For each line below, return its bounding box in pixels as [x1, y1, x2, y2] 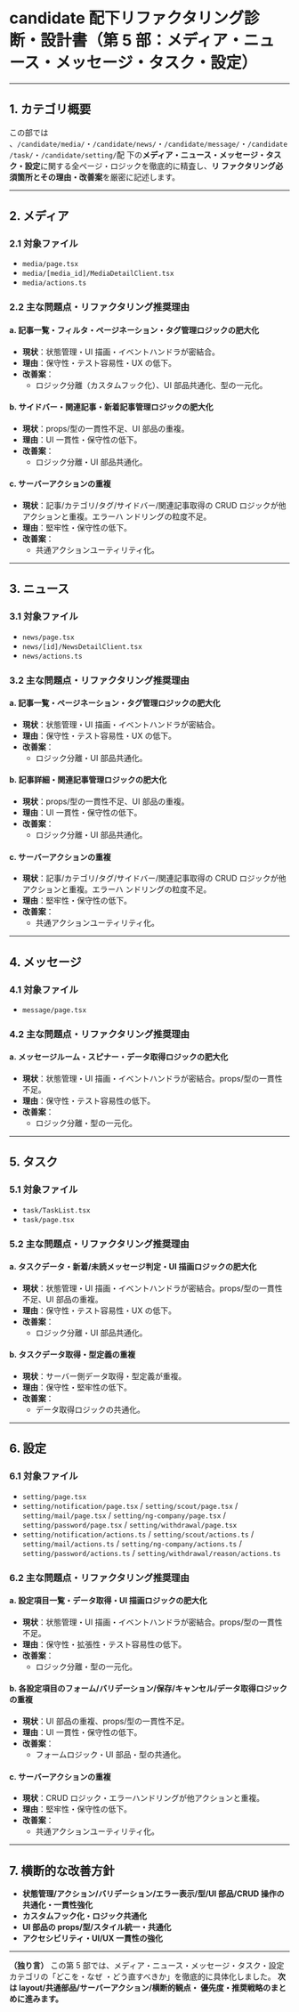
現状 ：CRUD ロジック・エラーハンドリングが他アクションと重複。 [21, 1793, 265, 1804]
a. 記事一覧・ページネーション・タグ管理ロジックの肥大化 [9, 698, 221, 709]
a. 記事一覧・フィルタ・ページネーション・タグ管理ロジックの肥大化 [9, 324, 260, 335]
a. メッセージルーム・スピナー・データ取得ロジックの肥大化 [9, 1051, 229, 1062]
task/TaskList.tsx [21, 1205, 91, 1215]
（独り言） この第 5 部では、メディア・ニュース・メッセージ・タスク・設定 [9, 1960, 285, 1971]
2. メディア [9, 208, 69, 223]
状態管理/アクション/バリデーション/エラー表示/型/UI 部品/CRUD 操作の [21, 1888, 285, 1899]
